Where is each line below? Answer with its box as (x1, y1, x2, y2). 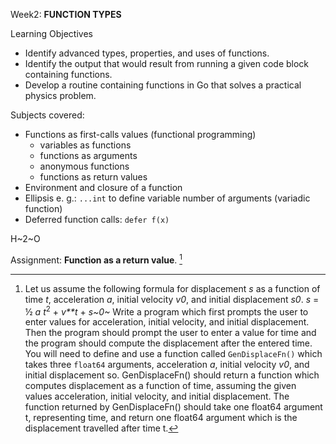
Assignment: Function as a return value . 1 (10, 252, 183, 266)
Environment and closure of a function (24, 182, 183, 193)
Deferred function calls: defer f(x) (24, 214, 170, 225)
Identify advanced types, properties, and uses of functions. (24, 47, 270, 59)
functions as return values (39, 171, 148, 183)
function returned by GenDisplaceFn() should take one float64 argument (24, 401, 323, 413)
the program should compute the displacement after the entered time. (24, 337, 313, 349)
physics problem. (24, 90, 97, 101)
